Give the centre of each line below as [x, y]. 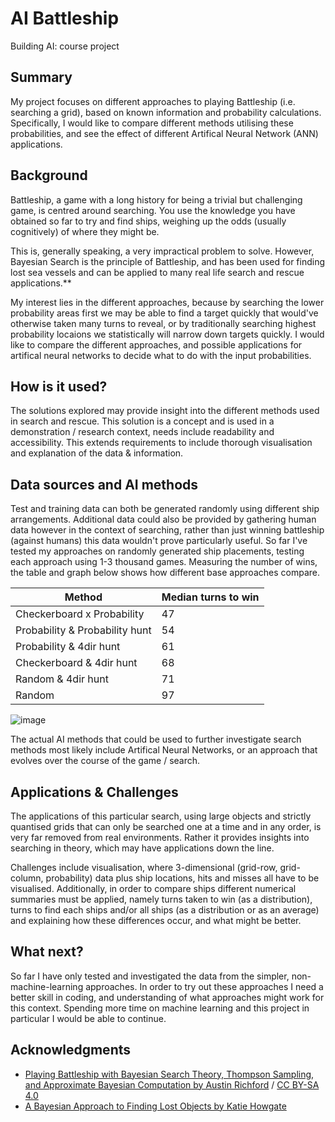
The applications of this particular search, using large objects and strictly [161, 816]
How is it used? [59, 386]
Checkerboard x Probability [80, 614]
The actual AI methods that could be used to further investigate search [156, 739]
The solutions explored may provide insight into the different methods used [165, 411]
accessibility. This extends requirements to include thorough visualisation [161, 443]
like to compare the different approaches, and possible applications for [156, 344]
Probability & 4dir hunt [68, 647]
